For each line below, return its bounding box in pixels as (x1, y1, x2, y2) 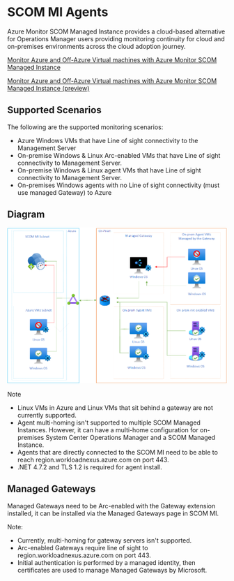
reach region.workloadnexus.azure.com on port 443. (17, 455, 169, 464)
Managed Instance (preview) (7, 84, 90, 92)
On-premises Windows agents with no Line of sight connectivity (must (17, 181, 220, 189)
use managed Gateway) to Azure (17, 188, 112, 196)
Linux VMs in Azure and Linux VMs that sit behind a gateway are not (17, 404, 214, 412)
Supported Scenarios (7, 104, 102, 116)
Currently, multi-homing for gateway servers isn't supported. (17, 536, 192, 545)
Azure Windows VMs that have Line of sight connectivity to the (17, 136, 198, 145)
